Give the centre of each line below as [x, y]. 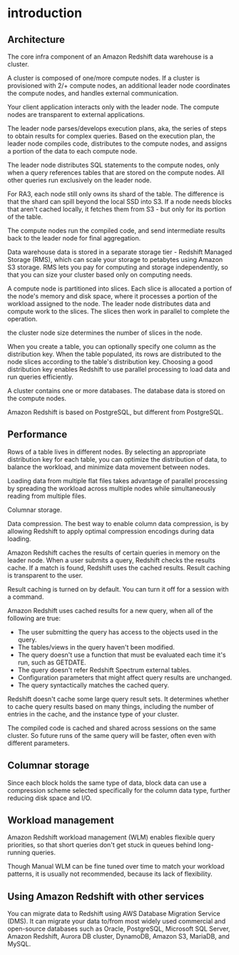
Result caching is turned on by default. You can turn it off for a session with [118, 589]
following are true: [34, 618]
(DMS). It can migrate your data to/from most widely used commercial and [117, 921]
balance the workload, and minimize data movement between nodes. [109, 467]
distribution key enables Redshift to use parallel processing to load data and [119, 369]
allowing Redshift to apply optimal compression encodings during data [111, 531]
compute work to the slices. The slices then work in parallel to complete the [118, 311]
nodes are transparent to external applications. [76, 115]
